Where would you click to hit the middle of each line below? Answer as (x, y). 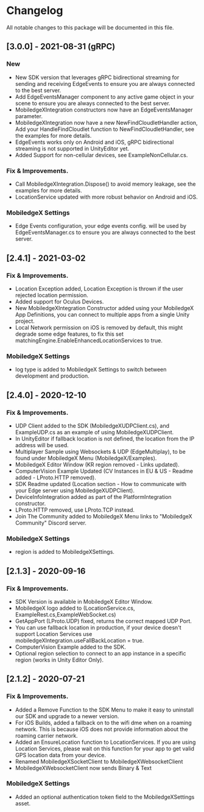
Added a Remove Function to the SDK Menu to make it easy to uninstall (104, 710)
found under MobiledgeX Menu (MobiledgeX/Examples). (86, 458)
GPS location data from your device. (61, 755)
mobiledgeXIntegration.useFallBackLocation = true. (79, 640)
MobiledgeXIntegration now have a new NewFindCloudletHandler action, (106, 122)
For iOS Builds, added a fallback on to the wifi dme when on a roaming (103, 722)
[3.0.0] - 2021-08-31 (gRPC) (61, 47)
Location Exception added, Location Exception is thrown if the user (99, 288)
